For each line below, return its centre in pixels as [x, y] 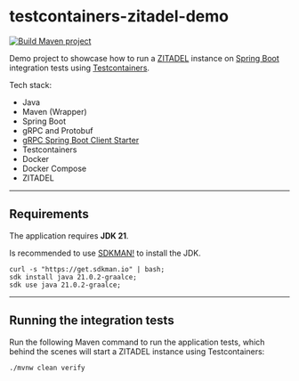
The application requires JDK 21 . [69, 235]
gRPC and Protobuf [57, 130]
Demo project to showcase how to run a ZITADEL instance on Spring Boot [145, 58]
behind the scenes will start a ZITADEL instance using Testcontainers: [137, 351]
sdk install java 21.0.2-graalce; [73, 277]
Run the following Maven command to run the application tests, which [137, 342]
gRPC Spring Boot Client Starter [81, 140]
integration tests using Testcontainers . [79, 68]
